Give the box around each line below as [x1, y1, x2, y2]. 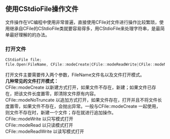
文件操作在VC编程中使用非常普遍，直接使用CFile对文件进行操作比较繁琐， [5, 19, 159, 25]
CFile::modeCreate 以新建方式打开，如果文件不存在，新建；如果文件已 [5, 84, 152, 90]
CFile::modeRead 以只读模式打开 [5, 122, 73, 128]
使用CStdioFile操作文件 [5, 5, 78, 14]
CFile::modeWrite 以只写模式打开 [5, 115, 73, 122]
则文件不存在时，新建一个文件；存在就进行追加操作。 [5, 109, 116, 115]
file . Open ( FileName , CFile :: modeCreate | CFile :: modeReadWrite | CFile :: [5, 62, 155, 67]
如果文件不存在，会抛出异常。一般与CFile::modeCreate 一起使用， [22, 103, 161, 109]
